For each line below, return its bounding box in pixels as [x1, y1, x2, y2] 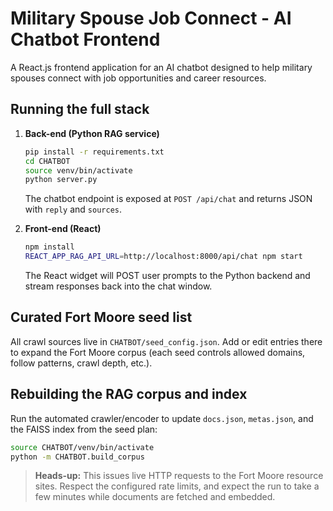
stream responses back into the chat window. [24, 280, 213, 292]
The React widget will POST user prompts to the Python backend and [24, 270, 311, 281]
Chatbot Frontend [10, 28, 161, 51]
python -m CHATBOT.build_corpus [10, 452, 145, 462]
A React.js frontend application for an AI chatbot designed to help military [10, 61, 313, 73]
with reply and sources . [24, 203, 123, 216]
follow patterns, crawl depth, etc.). [10, 357, 153, 369]
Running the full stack [10, 101, 150, 118]
